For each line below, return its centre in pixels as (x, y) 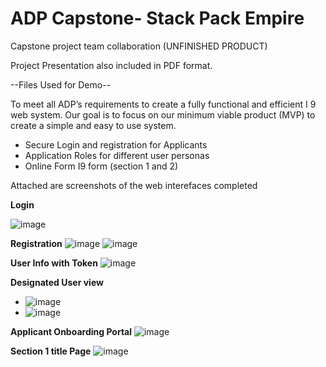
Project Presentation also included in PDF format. (111, 65)
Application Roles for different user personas (117, 155)
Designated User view (57, 282)
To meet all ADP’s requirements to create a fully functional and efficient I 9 (163, 104)
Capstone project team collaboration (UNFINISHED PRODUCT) (139, 46)
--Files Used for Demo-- (61, 84)
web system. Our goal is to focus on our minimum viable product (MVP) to (163, 114)
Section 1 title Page (51, 351)
